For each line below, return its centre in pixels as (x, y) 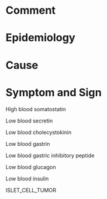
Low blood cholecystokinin (39, 132)
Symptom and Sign (54, 92)
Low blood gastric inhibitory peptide (50, 155)
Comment (31, 10)
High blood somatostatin (36, 109)
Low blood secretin (29, 121)
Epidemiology (41, 38)
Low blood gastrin (28, 143)
